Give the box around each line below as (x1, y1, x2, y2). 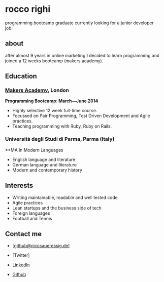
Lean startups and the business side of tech (12, 205, 102, 211)
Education (5, 72, 37, 81)
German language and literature (12, 161, 77, 167)
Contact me (5, 230, 42, 238)
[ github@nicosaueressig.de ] (12, 243, 70, 249)
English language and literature (12, 157, 75, 162)
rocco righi (5, 3, 51, 15)
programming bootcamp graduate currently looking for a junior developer (5, 20, 154, 26)
